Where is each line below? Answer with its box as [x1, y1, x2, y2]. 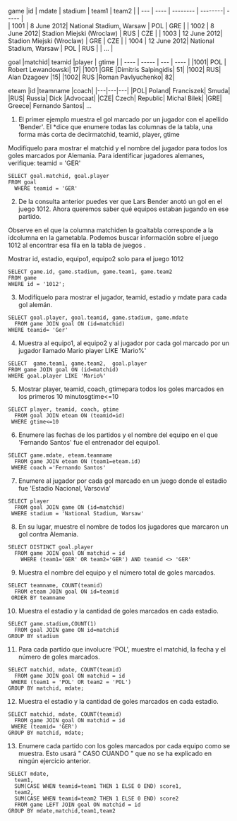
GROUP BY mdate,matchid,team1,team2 [8, 808, 116, 815]
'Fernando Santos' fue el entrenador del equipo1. [18, 438, 161, 446]
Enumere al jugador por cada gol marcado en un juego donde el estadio [18, 477, 228, 485]
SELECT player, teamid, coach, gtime [8, 406, 119, 413]
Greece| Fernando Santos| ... [8, 102, 92, 109]
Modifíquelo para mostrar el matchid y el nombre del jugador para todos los [8, 144, 228, 152]
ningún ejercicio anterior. [18, 757, 91, 765]
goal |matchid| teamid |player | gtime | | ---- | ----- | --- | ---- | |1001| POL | [8, 58, 226, 66]
